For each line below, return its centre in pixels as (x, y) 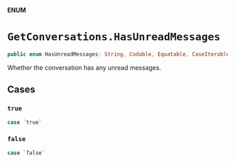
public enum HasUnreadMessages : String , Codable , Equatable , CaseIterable (119, 54)
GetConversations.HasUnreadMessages (114, 37)
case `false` (26, 153)
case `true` (24, 122)
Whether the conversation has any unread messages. (84, 67)
